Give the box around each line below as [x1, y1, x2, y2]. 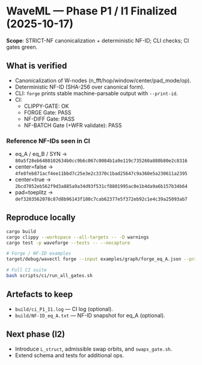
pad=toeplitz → [14, 189, 54, 196]
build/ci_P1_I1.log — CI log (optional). [14, 305, 113, 313]
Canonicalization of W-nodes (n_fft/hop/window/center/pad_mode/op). [14, 76, 191, 84]
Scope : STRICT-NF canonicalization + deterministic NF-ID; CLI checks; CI [6, 37, 189, 44]
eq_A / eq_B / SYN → [14, 151, 67, 158]
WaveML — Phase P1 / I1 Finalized [6, 4, 177, 18]
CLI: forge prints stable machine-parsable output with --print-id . [14, 89, 179, 97]
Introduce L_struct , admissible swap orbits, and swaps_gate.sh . [14, 345, 173, 352]
